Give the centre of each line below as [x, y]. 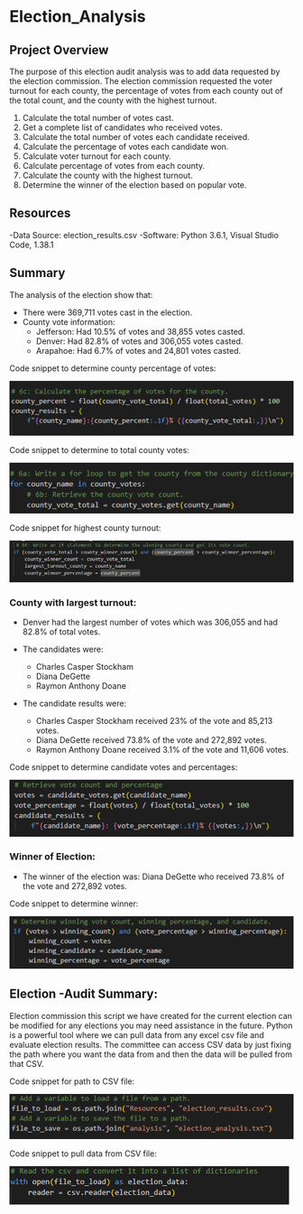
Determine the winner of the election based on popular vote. [134, 185]
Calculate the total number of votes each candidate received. [136, 137]
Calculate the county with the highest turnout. [108, 175]
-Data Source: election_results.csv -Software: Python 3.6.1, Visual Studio [144, 235]
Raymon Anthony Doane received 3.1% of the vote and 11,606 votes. [162, 750]
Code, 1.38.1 [32, 245]
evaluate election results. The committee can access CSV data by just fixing [150, 1044]
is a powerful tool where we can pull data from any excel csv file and [137, 1034]
